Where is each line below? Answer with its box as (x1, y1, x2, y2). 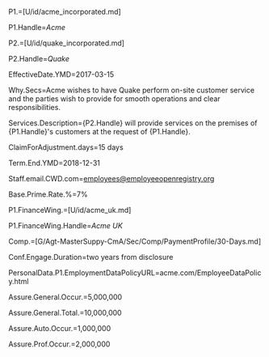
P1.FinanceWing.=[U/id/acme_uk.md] (8, 206, 132, 215)
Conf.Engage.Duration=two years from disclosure (8, 253, 174, 261)
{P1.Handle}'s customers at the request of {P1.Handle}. (8, 127, 191, 136)
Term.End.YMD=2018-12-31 (8, 158, 101, 168)
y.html (8, 277, 29, 286)
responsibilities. (8, 103, 61, 112)
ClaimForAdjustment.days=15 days (8, 142, 124, 152)
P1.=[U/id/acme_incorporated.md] (8, 7, 121, 16)
